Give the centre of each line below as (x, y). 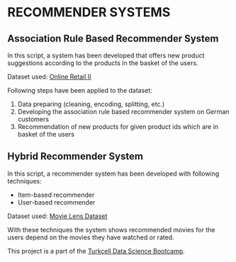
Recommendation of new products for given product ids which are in (118, 127)
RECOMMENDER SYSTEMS (89, 12)
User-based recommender (56, 202)
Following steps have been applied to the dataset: (80, 90)
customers (33, 119)
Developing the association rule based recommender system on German (123, 112)
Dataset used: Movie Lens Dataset (57, 216)
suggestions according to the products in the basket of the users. (103, 63)
